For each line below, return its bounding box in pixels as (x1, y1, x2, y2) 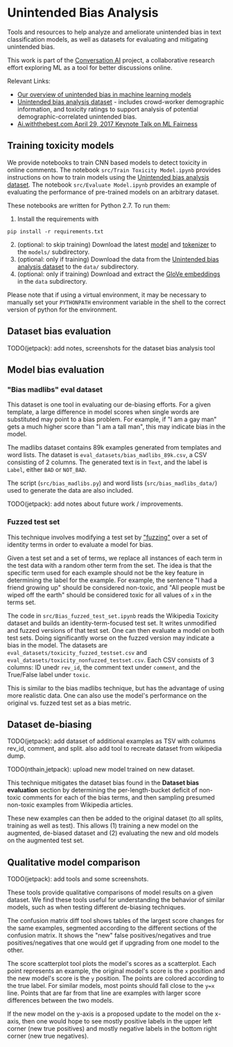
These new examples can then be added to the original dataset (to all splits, (7, 814, 223, 823)
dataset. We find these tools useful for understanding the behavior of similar (7, 896, 225, 904)
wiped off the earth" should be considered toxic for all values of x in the (7, 590, 212, 599)
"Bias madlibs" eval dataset (7, 384, 103, 394)
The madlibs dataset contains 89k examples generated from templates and (7, 443, 222, 452)
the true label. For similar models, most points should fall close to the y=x (7, 982, 215, 990)
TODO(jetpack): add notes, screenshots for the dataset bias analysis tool (7, 343, 216, 352)
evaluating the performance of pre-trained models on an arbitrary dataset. (7, 187, 220, 196)
